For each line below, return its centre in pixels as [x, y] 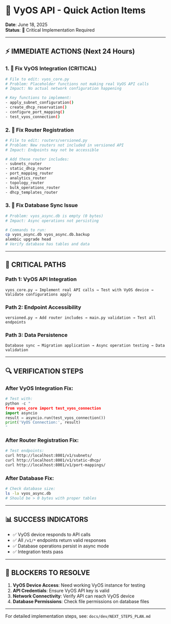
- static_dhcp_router [28, 169]
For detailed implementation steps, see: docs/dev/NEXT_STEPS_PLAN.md [78, 616]
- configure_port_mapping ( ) [35, 112]
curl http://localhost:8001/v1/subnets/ [49, 456]
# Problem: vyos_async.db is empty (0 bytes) [54, 216]
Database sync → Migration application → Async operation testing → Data [85, 346]
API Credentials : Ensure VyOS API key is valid [61, 590]
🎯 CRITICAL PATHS [36, 265]
